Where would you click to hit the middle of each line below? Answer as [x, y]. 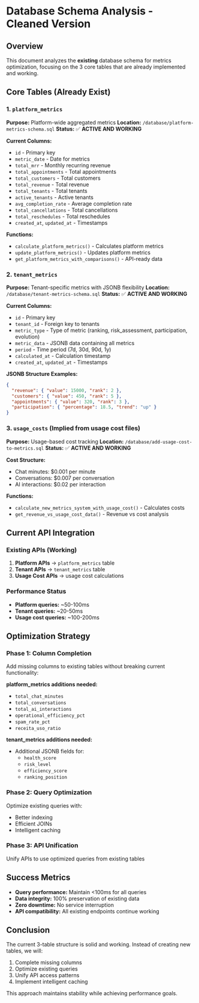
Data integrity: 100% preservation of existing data [77, 898]
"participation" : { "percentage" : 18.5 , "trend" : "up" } [84, 407]
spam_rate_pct [32, 722]
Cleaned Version [49, 24]
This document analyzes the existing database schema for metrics [89, 60]
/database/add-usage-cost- [159, 442]
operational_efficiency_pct [50, 716]
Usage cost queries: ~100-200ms [57, 617]
